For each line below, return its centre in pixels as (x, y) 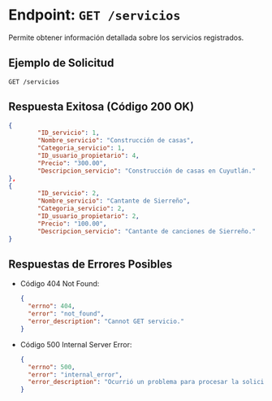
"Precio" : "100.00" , (72, 224)
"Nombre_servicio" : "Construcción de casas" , (116, 141)
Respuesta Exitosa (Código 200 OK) (101, 107)
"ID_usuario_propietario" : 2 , (89, 216)
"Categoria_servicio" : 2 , (82, 209)
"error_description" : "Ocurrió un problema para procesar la (134, 382)
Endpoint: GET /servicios (95, 15)
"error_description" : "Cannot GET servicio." (106, 321)
